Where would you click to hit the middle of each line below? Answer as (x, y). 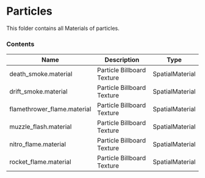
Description (122, 60)
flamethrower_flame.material (50, 109)
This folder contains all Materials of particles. (63, 28)
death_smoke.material (41, 74)
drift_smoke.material (39, 92)
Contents (20, 44)
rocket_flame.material (40, 162)
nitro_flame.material (38, 144)
